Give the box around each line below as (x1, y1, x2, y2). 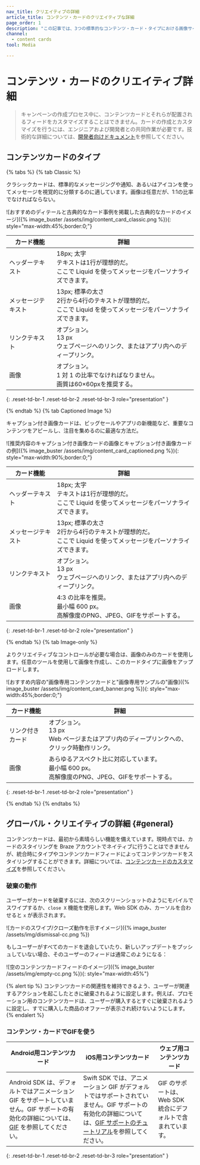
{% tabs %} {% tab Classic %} (6, 168, 81, 175)
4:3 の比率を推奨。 (56, 593, 110, 602)
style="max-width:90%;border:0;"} (6, 454, 92, 461)
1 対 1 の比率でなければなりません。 (56, 371, 159, 379)
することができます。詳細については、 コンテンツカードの (32, 858, 173, 865)
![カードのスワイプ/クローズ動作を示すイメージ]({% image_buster (6, 924, 167, 931)
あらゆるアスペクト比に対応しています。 (48, 754, 161, 763)
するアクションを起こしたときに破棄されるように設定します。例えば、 (6, 990, 177, 997)
